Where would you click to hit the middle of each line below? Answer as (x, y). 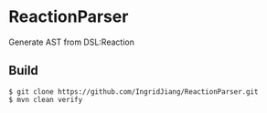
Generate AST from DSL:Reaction (71, 42)
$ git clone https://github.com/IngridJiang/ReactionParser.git (133, 92)
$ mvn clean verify (46, 99)
